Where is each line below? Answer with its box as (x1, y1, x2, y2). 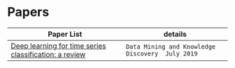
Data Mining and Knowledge (125, 42, 216, 51)
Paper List (48, 29, 83, 39)
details (163, 29, 187, 39)
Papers (7, 4, 50, 20)
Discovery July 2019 (125, 49, 198, 58)
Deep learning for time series (10, 41, 106, 51)
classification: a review (10, 49, 86, 59)
